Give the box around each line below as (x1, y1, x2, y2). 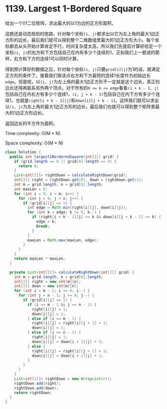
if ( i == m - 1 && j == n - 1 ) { (27, 302, 97, 307)
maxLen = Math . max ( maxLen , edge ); (27, 238, 99, 243)
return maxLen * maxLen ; (14, 256, 66, 262)
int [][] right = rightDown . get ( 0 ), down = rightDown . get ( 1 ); (14, 177, 144, 182)
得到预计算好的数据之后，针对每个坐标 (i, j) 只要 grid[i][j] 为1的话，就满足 (5, 66, 161, 72)
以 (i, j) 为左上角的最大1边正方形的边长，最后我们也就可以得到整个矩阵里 (5, 103, 156, 110)
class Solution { (5, 149, 41, 154)
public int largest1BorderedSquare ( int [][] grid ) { (9, 154, 119, 159)
